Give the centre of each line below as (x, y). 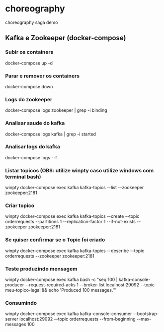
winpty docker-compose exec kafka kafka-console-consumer (69, 314)
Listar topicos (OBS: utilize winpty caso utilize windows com (80, 170)
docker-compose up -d (29, 63)
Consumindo (21, 303)
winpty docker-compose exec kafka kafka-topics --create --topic (72, 216)
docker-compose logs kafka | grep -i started (50, 134)
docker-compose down (29, 86)
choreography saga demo (32, 22)
